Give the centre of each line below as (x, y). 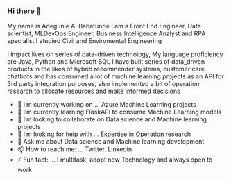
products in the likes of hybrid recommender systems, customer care (106, 69)
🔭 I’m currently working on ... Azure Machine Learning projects (106, 105)
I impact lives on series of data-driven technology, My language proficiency (115, 54)
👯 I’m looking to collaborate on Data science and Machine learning (112, 119)
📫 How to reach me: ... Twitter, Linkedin (75, 149)
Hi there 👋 (24, 11)
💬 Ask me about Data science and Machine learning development (111, 142)
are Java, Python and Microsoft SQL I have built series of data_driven (106, 62)
